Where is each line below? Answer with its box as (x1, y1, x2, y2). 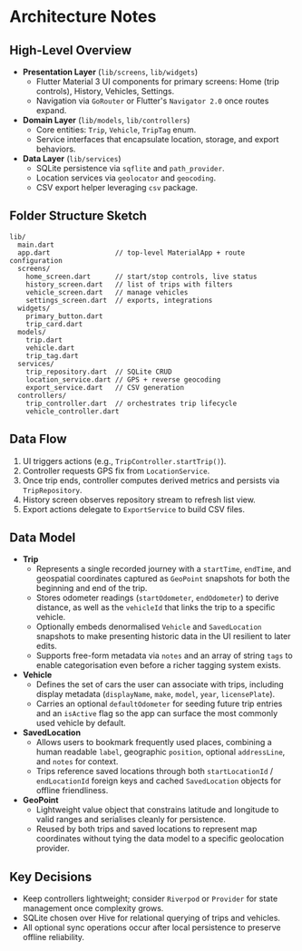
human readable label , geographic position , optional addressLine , (35, 746, 286, 758)
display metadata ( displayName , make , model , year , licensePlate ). (35, 689, 276, 700)
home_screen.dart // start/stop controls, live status (25, 272, 258, 281)
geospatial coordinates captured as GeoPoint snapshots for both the (35, 573, 290, 584)
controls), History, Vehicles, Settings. (35, 86, 175, 96)
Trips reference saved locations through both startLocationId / (35, 766, 274, 777)
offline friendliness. (35, 785, 109, 796)
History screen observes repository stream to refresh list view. (22, 494, 256, 505)
